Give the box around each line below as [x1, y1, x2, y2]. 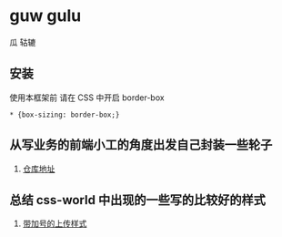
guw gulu [9, 5, 82, 26]
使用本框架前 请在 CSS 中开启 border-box [9, 92, 166, 103]
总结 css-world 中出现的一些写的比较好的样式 [9, 192, 266, 208]
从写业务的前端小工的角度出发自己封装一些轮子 [9, 138, 273, 153]
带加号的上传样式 [22, 218, 87, 229]
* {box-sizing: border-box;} [9, 110, 120, 119]
